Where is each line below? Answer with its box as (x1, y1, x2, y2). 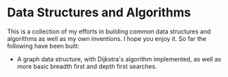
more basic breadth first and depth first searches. (16, 62, 157, 70)
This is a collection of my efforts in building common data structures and (7, 27, 212, 35)
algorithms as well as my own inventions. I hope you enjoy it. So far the (7, 34, 207, 42)
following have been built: (7, 42, 80, 50)
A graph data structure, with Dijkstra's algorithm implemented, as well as (16, 55, 222, 63)
